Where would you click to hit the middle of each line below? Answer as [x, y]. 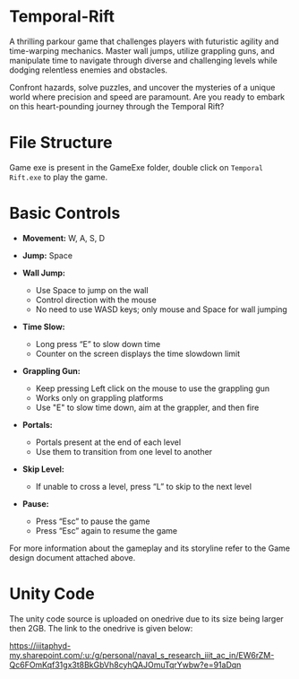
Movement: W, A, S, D [64, 238]
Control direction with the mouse [96, 300]
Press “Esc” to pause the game [93, 521]
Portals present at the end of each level [108, 442]
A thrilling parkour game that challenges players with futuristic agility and [144, 41]
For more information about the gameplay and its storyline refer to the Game [150, 548]
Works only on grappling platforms [99, 397]
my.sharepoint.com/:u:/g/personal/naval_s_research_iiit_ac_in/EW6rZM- [142, 655]
